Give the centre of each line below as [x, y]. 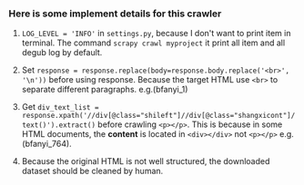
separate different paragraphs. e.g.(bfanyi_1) [105, 90]
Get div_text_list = [60, 107]
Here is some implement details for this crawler [115, 14]
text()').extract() [59, 125]
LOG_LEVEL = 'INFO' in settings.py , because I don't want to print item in [156, 34]
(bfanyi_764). [46, 144]
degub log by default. [62, 53]
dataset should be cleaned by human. [92, 171]
